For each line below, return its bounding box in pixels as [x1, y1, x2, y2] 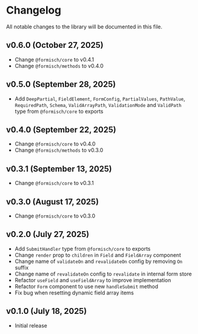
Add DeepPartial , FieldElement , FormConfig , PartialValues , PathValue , [14, 95, 186, 102]
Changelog [6, 4, 61, 17]
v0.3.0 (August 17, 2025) [6, 196, 99, 207]
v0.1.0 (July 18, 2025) [6, 306, 87, 316]
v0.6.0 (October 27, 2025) [6, 40, 103, 50]
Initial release [14, 322, 47, 329]
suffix [14, 264, 29, 271]
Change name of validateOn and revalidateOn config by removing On [14, 258, 183, 265]
